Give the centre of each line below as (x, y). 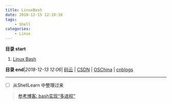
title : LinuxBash (24, 10)
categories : (18, 29)
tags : (11, 19)
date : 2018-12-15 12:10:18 (34, 15)
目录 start (16, 49)
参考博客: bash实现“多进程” (47, 96)
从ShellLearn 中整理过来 (38, 85)
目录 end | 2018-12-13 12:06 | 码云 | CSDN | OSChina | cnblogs (69, 70)
